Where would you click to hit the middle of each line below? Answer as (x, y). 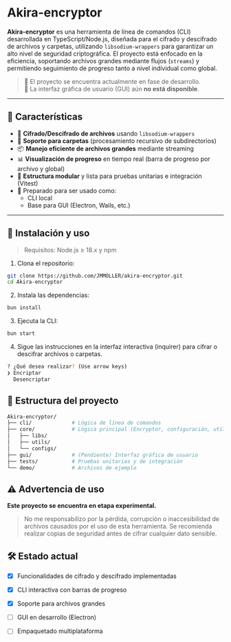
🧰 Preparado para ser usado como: (67, 190)
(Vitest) (27, 183)
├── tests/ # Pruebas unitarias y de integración (95, 461)
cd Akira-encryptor (35, 282)
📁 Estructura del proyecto (63, 401)
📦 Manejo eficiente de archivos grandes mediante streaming (106, 148)
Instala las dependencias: (53, 295)
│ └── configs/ (32, 448)
